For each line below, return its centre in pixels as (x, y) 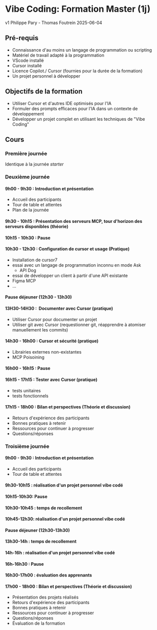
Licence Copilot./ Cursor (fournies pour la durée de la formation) (77, 71)
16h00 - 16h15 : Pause (28, 368)
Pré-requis (22, 38)
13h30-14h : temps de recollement (41, 542)
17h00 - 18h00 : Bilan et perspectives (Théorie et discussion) (69, 586)
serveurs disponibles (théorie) (37, 226)
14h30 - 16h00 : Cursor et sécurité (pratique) (52, 341)
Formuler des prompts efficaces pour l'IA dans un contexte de (75, 109)
